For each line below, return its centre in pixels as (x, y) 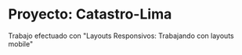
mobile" (21, 43)
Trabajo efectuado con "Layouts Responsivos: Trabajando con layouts (121, 36)
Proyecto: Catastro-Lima (90, 14)
